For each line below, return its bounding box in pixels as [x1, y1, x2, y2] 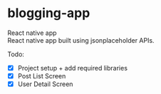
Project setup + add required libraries [17, 63, 128, 72]
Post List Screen [17, 72, 66, 80]
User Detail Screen [17, 80, 73, 88]
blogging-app [7, 5, 90, 21]
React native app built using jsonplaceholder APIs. [7, 36, 155, 44]
